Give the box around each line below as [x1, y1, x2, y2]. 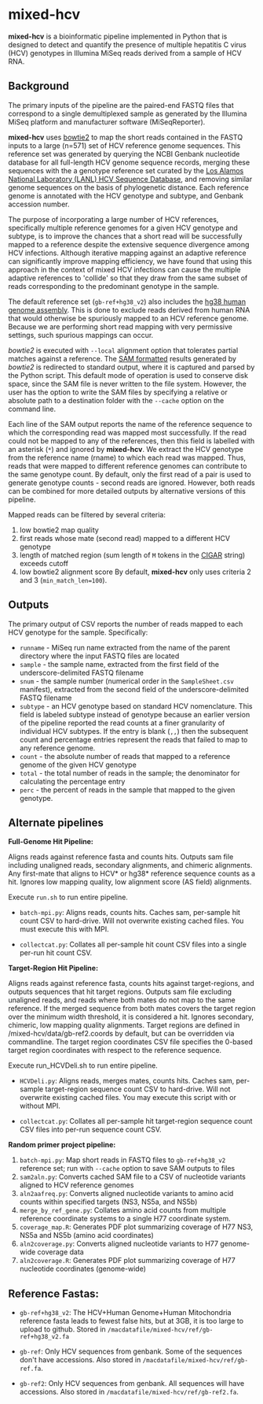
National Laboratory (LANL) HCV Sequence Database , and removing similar [8, 174, 253, 183]
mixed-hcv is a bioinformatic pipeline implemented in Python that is [8, 31, 228, 41]
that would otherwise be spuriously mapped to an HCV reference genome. [8, 313, 249, 323]
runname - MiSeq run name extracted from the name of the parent [19, 643, 231, 652]
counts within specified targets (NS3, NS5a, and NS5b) [19, 1197, 198, 1206]
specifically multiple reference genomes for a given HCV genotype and [8, 223, 238, 232]
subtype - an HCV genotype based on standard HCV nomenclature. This [19, 701, 253, 710]
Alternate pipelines [8, 816, 104, 829]
